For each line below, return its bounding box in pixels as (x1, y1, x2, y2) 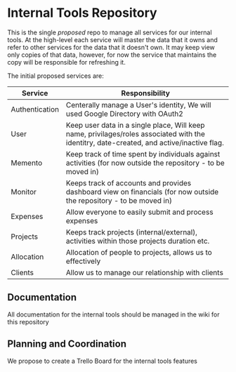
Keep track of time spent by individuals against (65, 149, 221, 159)
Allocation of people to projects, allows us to (65, 247, 212, 257)
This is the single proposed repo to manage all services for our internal (7, 28, 212, 36)
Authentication (11, 104, 60, 114)
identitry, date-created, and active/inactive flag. (65, 138, 225, 147)
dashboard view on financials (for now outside (65, 187, 219, 197)
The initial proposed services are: (7, 72, 104, 80)
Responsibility (121, 88, 171, 98)
